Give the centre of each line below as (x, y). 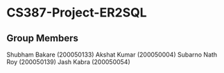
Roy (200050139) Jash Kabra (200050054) (69, 62)
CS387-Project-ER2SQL (77, 13)
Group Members (43, 38)
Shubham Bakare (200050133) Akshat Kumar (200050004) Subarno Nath (112, 54)
